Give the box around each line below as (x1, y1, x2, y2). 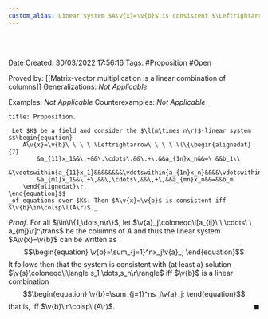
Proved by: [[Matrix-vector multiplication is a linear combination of (8, 73, 227, 82)
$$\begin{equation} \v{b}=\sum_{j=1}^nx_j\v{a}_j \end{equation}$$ (23, 247, 245, 257)
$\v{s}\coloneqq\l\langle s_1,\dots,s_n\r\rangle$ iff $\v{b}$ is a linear (8, 268, 234, 277)
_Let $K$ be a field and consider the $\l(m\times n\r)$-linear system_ (8, 126, 255, 134)
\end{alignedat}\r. (22, 182, 88, 190)
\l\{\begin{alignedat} (175, 141, 251, 149)
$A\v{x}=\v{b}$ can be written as (8, 234, 117, 244)
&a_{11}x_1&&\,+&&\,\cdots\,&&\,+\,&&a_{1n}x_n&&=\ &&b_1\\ (37, 154, 241, 162)
